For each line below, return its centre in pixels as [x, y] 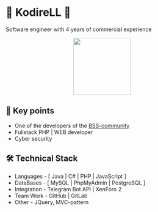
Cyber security [33, 138]
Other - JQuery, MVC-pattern [52, 202]
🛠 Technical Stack [42, 159]
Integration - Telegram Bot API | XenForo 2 [68, 189]
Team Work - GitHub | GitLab [51, 196]
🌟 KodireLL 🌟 [38, 12]
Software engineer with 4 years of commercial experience [79, 29]
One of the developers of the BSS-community [72, 125]
